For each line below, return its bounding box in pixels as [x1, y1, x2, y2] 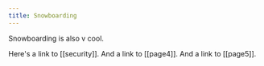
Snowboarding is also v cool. [8, 33, 105, 43]
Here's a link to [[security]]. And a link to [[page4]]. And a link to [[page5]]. [8, 49, 257, 58]
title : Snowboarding [8, 11, 78, 20]
